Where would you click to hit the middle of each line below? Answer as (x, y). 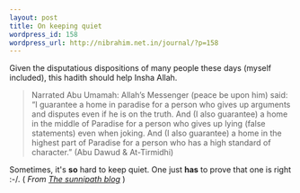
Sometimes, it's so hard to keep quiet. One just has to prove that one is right (150, 170)
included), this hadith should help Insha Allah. (93, 78)
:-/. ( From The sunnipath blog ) (67, 180)
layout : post (34, 18)
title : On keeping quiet (56, 26)
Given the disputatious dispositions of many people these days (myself (141, 68)
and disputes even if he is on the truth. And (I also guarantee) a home (159, 114)
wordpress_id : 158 (44, 34)
